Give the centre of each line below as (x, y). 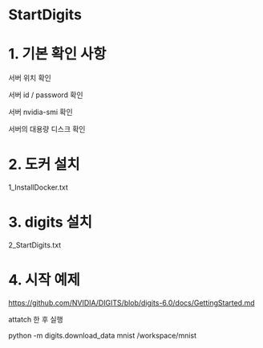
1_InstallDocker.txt (38, 187)
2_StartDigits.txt (35, 245)
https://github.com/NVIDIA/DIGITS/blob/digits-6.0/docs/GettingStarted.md (131, 302)
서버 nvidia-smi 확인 (41, 112)
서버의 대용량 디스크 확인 (47, 129)
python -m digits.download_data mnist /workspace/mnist (103, 335)
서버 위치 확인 (30, 78)
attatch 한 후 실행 (36, 319)
